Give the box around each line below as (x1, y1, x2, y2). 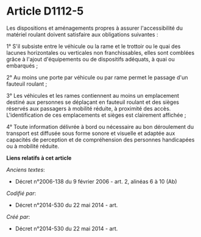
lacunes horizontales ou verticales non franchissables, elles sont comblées (6, 49, 195, 56)
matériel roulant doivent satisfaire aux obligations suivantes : (6, 30, 158, 38)
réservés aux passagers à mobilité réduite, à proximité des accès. (6, 105, 171, 112)
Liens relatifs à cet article (6, 154, 72, 162)
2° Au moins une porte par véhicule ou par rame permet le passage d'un (6, 74, 188, 81)
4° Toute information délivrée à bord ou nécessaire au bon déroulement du (6, 123, 194, 130)
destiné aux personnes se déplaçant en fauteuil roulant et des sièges (6, 98, 180, 106)
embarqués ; (6, 62, 38, 69)
